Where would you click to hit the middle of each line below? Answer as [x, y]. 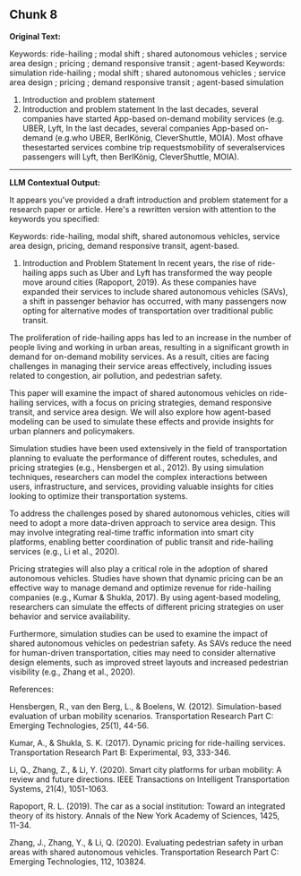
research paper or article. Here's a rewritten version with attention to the [143, 209]
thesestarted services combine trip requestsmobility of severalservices [153, 147]
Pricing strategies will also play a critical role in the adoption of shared [139, 569]
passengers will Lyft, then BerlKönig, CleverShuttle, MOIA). [131, 157]
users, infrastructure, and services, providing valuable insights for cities [142, 486]
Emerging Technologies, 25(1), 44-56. [79, 726]
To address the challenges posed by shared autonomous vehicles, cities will [150, 513]
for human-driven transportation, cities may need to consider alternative [142, 652]
